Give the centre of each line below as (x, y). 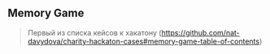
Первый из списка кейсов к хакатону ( (94, 32)
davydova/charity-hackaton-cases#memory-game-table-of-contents (144, 41)
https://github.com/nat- (201, 32)
